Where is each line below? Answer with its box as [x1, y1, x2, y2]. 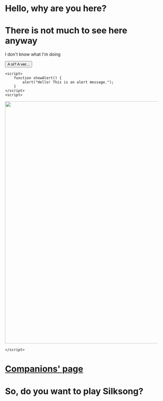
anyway [5, 35, 38, 46]
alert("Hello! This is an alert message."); [22, 80, 114, 85]
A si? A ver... [7, 62, 30, 67]
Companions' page [5, 364, 83, 374]
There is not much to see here [5, 25, 128, 36]
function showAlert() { [14, 76, 62, 80]
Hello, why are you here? [5, 3, 107, 14]
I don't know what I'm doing [5, 51, 61, 57]
